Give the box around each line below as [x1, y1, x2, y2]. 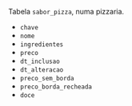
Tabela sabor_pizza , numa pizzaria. [8, 7, 125, 16]
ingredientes [19, 41, 64, 49]
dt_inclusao [19, 57, 60, 65]
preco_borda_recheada [19, 83, 92, 91]
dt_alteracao [19, 66, 64, 74]
